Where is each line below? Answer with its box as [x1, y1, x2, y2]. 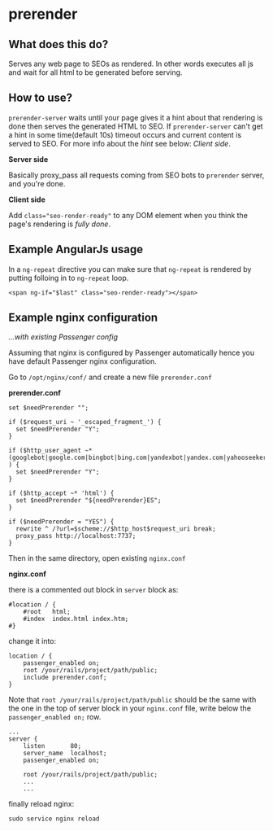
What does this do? [8, 37, 109, 51]
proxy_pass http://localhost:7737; [15, 532, 136, 540]
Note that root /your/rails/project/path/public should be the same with [8, 695, 257, 705]
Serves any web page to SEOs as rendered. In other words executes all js [8, 59, 253, 68]
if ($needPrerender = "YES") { [8, 518, 115, 526]
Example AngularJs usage [8, 243, 144, 256]
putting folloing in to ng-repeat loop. [8, 273, 129, 282]
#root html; [23, 608, 71, 616]
